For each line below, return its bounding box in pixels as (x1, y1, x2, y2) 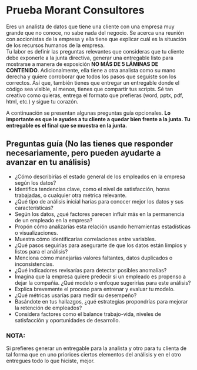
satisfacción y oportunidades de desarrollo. (14, 316, 121, 324)
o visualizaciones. (14, 229, 58, 236)
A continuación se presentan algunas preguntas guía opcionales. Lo (6, 109, 171, 116)
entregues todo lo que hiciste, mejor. (6, 357, 95, 365)
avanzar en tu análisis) (6, 157, 91, 168)
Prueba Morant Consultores (6, 4, 145, 17)
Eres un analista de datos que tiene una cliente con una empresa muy (6, 23, 175, 30)
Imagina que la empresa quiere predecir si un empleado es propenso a (14, 273, 186, 280)
